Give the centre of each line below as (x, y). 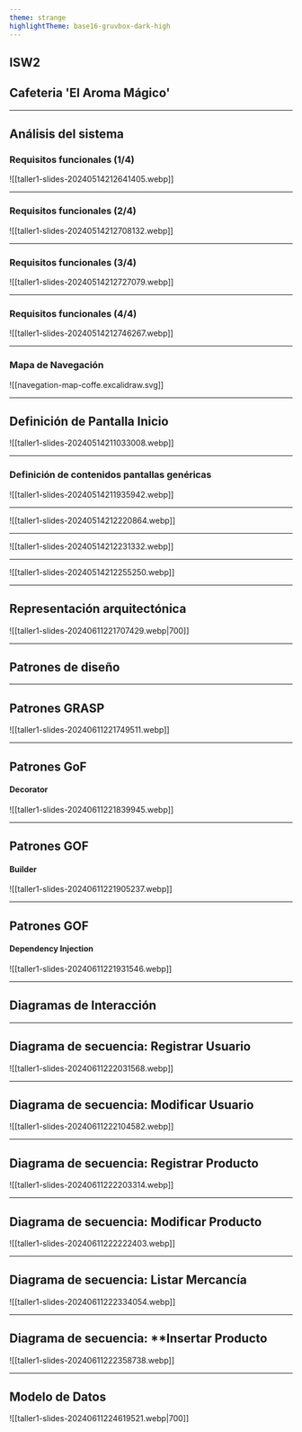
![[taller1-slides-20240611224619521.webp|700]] (99, 1418)
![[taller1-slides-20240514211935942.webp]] (92, 494)
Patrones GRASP (57, 708)
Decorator (29, 789)
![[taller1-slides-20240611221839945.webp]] (92, 809)
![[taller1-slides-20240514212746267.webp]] (91, 333)
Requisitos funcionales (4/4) (73, 313)
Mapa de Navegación (57, 365)
